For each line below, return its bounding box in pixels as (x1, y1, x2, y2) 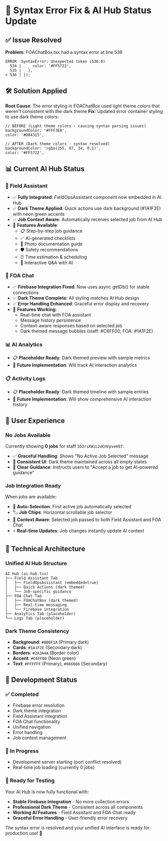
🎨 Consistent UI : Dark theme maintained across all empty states (12, 459, 147, 465)
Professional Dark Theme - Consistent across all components (12, 804, 143, 810)
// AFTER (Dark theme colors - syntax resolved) (5, 141, 110, 147)
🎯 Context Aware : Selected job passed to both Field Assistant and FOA (12, 516, 161, 523)
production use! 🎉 (5, 830, 43, 836)
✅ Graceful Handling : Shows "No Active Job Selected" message (12, 453, 149, 459)
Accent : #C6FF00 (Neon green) (12, 655, 76, 661)
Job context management (12, 735, 67, 741)
